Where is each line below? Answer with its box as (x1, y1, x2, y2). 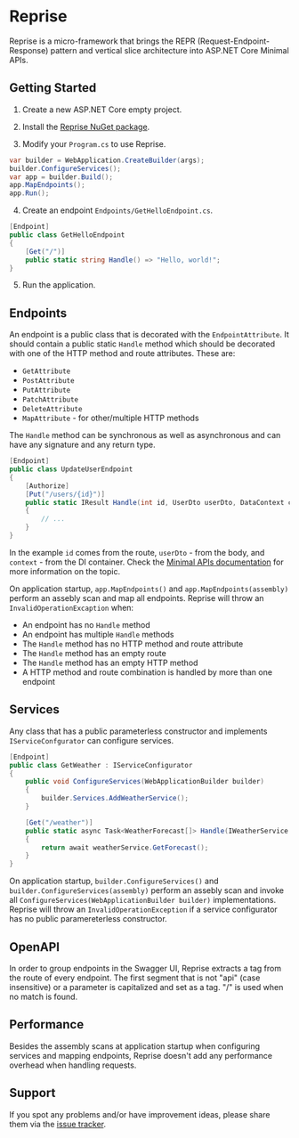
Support (9, 1085, 56, 1101)
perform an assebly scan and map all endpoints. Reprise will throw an (9, 592, 264, 603)
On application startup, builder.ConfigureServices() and (9, 875, 220, 887)
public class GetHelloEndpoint (9, 231, 125, 240)
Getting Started (9, 80, 97, 95)
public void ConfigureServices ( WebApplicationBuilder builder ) (25, 777, 265, 786)
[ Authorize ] (25, 481, 69, 491)
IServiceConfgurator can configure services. (9, 735, 174, 745)
